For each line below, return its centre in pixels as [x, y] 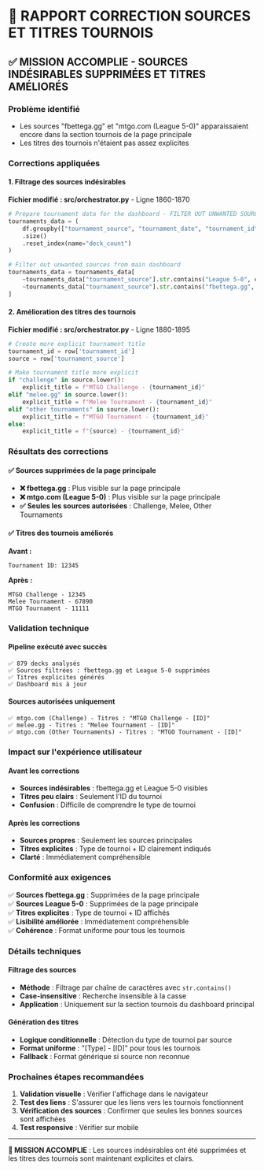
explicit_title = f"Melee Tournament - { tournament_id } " [117, 402]
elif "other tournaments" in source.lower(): [84, 409]
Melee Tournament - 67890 [50, 601]
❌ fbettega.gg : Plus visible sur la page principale [100, 489]
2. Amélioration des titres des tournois [72, 312]
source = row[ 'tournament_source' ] [66, 359]
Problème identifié [44, 109]
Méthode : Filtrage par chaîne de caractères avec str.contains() [125, 987]
